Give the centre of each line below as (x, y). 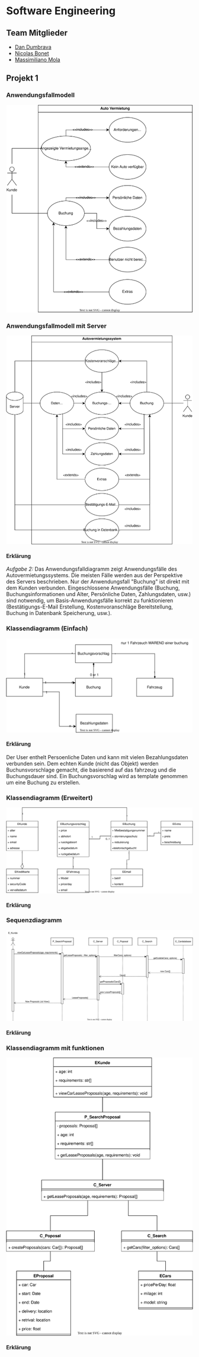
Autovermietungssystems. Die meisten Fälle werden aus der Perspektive (94, 575)
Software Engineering (61, 11)
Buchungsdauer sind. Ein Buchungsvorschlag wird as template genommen (97, 776)
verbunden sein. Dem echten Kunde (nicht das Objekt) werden (82, 763)
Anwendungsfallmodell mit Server (57, 326)
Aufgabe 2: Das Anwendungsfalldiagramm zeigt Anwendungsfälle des (92, 569)
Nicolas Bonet (32, 53)
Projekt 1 (22, 78)
